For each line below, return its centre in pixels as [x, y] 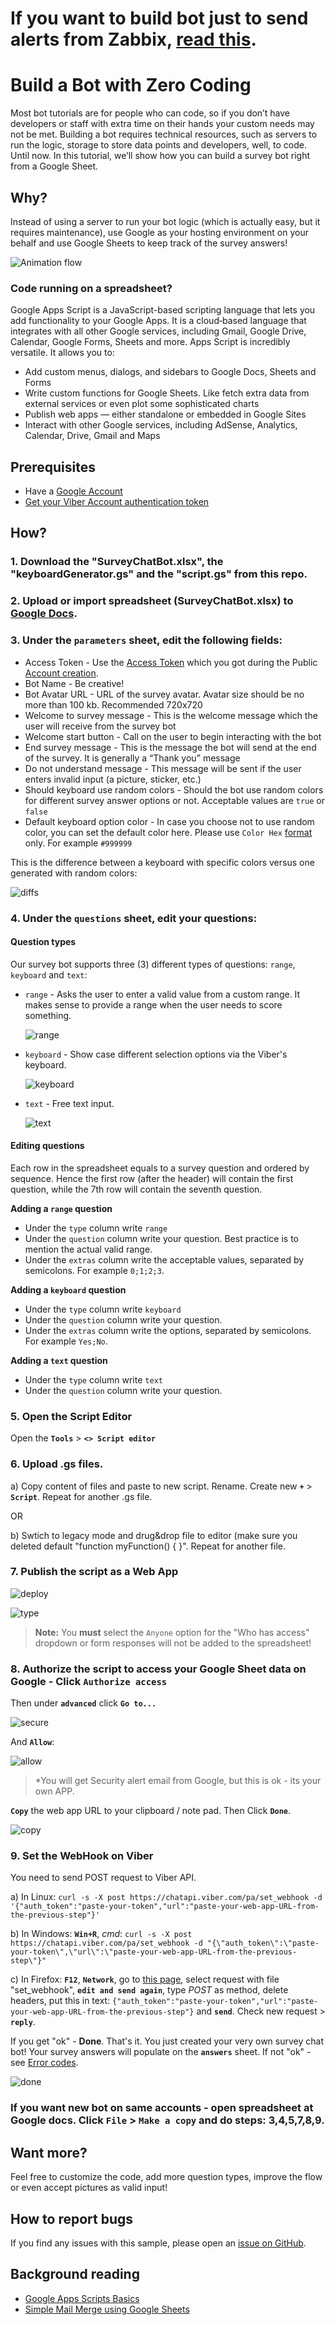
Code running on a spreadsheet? [91, 288]
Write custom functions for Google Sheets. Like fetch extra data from [167, 393]
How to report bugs [72, 2218]
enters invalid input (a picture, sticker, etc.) [113, 779]
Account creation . [61, 673]
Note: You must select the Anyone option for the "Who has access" [172, 1632]
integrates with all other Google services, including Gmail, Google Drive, [158, 331]
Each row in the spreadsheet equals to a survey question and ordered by [160, 1168]
